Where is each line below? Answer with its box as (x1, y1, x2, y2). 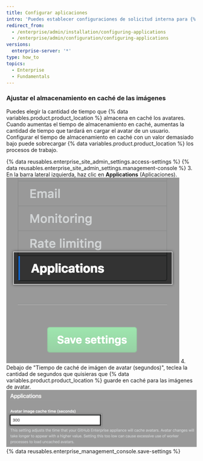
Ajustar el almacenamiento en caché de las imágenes (6, 94, 166, 103)
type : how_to (6, 54, 39, 60)
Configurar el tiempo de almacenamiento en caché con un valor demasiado (6, 133, 194, 141)
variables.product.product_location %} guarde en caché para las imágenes (6, 377, 193, 384)
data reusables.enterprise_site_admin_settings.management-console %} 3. (6, 164, 193, 171)
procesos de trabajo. (6, 146, 59, 153)
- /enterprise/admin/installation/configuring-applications (11, 29, 166, 35)
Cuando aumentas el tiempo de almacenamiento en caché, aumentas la (6, 121, 184, 128)
